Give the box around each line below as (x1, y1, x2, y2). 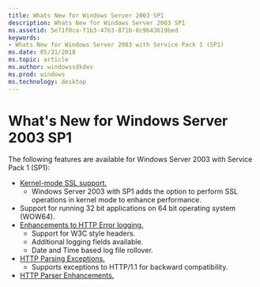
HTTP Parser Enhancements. (19, 270, 115, 281)
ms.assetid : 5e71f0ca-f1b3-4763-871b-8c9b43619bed (8, 26, 179, 34)
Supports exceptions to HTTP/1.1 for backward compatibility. (31, 262, 228, 272)
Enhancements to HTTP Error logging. (19, 221, 144, 230)
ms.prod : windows (8, 70, 66, 78)
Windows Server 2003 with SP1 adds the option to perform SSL (31, 187, 239, 196)
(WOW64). (19, 212, 55, 221)
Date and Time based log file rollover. (31, 246, 154, 255)
